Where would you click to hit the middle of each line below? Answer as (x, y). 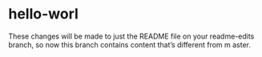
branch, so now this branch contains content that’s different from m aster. (129, 44)
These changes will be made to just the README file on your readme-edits (131, 36)
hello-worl (43, 14)
